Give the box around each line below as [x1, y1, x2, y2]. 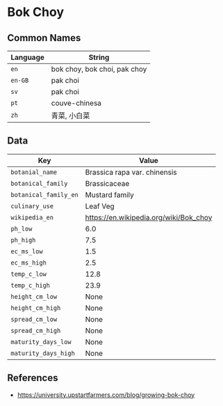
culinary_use [10, 202, 54, 210]
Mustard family [85, 189, 134, 199]
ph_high [10, 236, 36, 244]
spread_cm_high [10, 327, 61, 334]
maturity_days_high [10, 349, 75, 357]
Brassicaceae [85, 178, 130, 188]
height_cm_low [10, 292, 58, 300]
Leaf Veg [85, 201, 115, 211]
